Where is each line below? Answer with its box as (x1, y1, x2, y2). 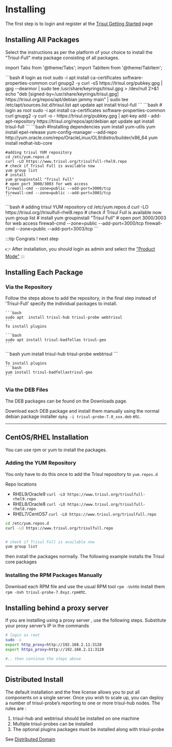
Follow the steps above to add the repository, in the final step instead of (5, 295, 157, 301)
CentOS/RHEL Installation (5, 433, 89, 442)
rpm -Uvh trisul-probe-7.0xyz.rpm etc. (5, 589, 87, 595)
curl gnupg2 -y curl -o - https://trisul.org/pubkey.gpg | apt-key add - (5, 112, 150, 119)
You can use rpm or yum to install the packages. (5, 447, 107, 453)
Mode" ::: (5, 253, 25, 259)
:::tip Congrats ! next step (5, 235, 59, 242)
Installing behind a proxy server (5, 604, 109, 612)
